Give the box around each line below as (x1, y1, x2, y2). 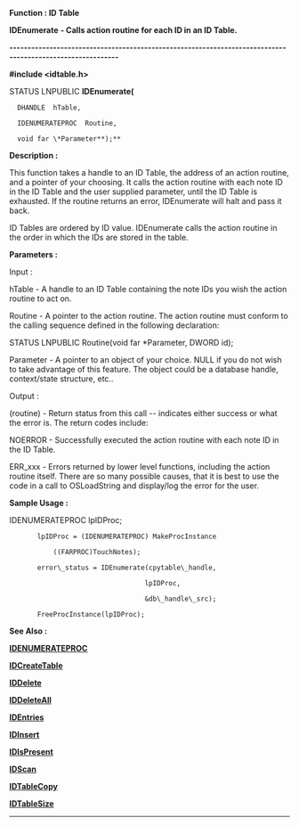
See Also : (9, 626, 47, 636)
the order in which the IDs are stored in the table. (9, 232, 189, 242)
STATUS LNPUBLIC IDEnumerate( (9, 86, 134, 96)
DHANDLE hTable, (17, 103, 82, 112)
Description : (9, 151, 59, 160)
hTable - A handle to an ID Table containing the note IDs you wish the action (9, 284, 287, 294)
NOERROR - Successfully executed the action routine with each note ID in (9, 435, 279, 445)
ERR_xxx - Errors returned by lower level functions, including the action (9, 462, 271, 471)
